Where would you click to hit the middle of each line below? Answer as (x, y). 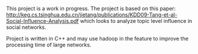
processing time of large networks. (49, 45)
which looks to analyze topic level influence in (136, 21)
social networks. (26, 27)
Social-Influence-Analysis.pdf (42, 21)
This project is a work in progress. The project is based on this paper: (91, 9)
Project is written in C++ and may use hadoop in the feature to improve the (97, 38)
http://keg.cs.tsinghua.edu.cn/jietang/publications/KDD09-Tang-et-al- (92, 15)
